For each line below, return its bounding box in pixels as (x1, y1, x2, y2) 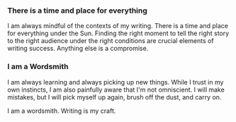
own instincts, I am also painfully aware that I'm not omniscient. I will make (7, 85, 225, 94)
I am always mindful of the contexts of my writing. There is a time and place (7, 22, 229, 30)
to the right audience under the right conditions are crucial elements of (7, 37, 214, 45)
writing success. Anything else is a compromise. (7, 44, 149, 53)
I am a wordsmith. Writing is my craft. (7, 106, 116, 115)
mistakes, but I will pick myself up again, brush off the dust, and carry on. (7, 92, 222, 101)
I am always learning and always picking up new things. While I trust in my (7, 78, 224, 86)
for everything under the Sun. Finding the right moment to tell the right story (7, 29, 230, 37)
